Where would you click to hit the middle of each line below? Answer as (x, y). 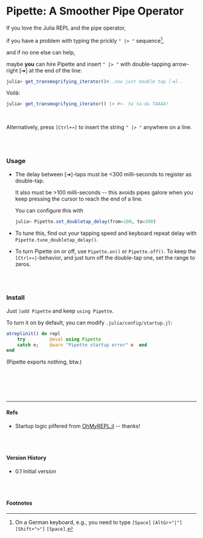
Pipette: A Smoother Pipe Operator (95, 11)
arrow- (180, 64)
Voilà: (13, 93)
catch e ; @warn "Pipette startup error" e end (82, 345)
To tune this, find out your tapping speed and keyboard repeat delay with (106, 233)
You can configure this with (49, 210)
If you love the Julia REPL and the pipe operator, (66, 28)
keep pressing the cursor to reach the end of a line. (79, 199)
